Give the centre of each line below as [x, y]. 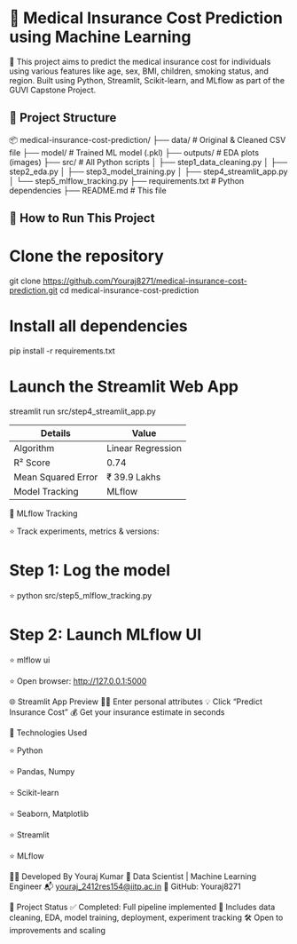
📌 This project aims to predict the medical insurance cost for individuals [140, 61]
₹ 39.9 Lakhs [133, 477]
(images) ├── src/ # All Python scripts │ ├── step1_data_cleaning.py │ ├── [148, 162]
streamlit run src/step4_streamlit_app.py [83, 411]
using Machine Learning [100, 37]
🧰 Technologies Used [48, 733]
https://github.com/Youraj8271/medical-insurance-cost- [145, 281]
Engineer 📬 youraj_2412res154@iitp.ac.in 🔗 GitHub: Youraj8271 [125, 886]
